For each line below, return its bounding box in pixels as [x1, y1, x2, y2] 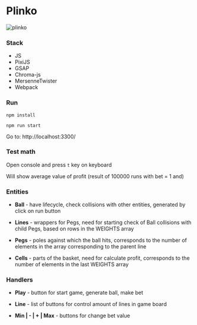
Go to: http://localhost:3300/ [6, 132, 76, 140]
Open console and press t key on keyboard [6, 161, 112, 168]
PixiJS [14, 58, 31, 66]
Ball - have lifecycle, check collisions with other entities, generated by [14, 201, 186, 209]
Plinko [6, 4, 37, 18]
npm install [6, 112, 35, 118]
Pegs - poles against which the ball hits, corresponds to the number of [14, 236, 188, 244]
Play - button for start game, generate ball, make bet [14, 289, 143, 296]
